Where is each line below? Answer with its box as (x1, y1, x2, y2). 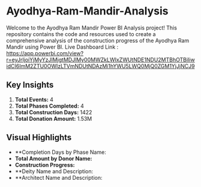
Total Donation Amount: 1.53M (14, 115, 92, 122)
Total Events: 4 (14, 96, 54, 103)
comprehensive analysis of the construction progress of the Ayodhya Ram (6, 37, 190, 44)
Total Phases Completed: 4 (14, 102, 84, 109)
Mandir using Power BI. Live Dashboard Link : (6, 43, 119, 51)
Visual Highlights (6, 132, 72, 143)
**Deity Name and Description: (14, 167, 94, 175)
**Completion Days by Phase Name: (14, 149, 106, 156)
